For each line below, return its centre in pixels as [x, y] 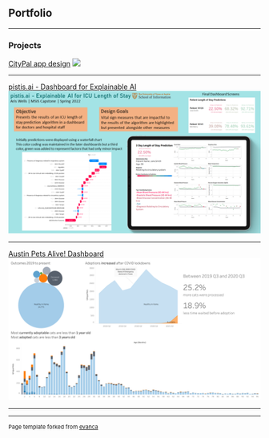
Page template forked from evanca [53, 427]
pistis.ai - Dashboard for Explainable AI [72, 87]
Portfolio [30, 13]
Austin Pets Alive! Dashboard [56, 253]
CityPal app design [39, 64]
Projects [25, 45]
